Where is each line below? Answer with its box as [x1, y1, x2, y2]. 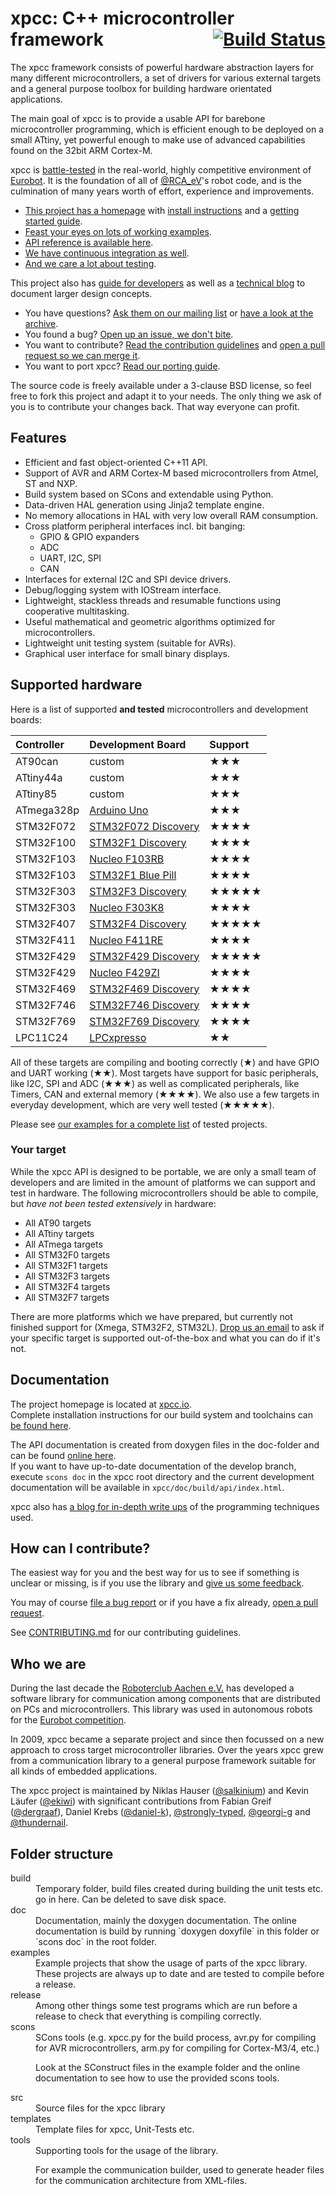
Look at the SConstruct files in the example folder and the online [35, 2062, 301, 2074]
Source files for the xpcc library [35, 2102, 166, 2114]
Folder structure [10, 1845, 114, 1862]
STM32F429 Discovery [89, 949, 200, 963]
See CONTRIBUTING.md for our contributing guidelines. [10, 1627, 242, 1639]
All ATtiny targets [24, 1227, 95, 1239]
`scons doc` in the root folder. [35, 1936, 157, 1948]
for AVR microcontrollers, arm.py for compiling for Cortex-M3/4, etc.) [35, 2042, 320, 2054]
